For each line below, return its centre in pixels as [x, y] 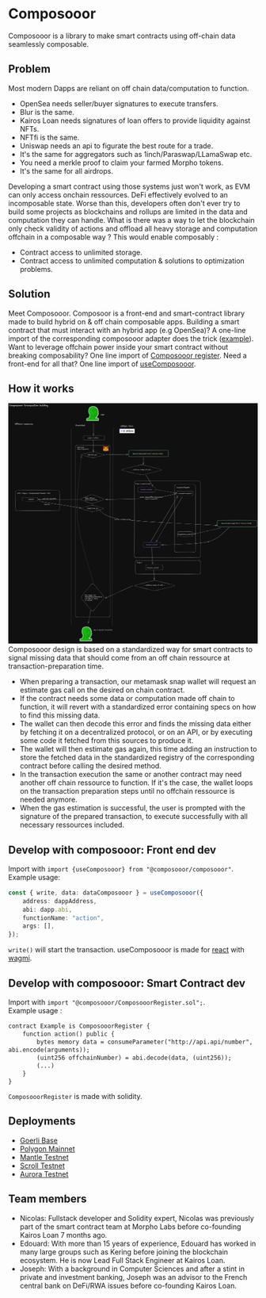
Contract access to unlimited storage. [81, 252]
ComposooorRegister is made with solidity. [75, 1097]
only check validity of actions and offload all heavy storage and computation [133, 228]
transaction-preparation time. [56, 666]
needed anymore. [48, 800]
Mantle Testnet [44, 1157]
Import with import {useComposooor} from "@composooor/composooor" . [121, 868]
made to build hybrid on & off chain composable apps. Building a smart [124, 321]
